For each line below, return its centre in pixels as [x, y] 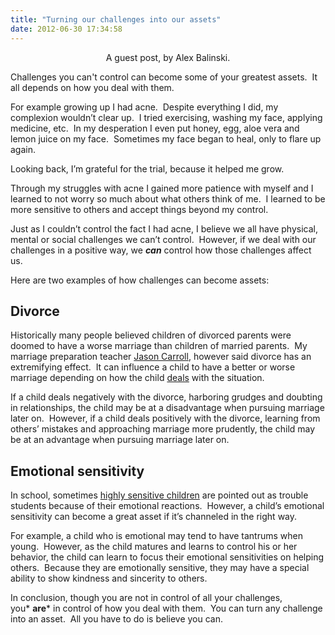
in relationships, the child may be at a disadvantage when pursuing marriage [167, 408]
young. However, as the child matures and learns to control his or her [154, 547]
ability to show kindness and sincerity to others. [109, 578]
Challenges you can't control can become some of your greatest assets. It [164, 77]
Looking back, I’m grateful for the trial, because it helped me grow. [147, 168]
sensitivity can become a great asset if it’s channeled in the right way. [154, 517]
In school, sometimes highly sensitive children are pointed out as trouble [159, 495]
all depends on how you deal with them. [92, 87]
